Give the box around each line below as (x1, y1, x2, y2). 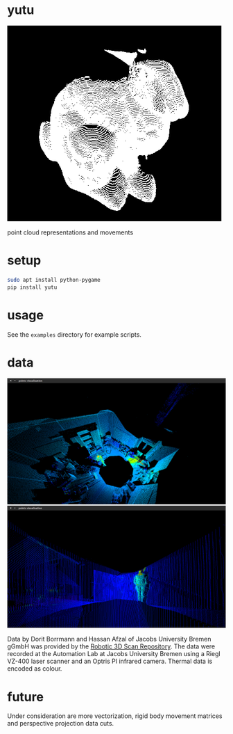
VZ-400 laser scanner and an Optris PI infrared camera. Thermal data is (7, 657, 213, 666)
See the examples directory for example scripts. (7, 330, 142, 339)
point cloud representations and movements (7, 228, 134, 237)
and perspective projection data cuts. (7, 719, 114, 728)
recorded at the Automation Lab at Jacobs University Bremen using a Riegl (7, 650, 221, 658)
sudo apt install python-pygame (7, 276, 101, 283)
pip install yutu (7, 284, 58, 291)
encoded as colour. (7, 664, 62, 673)
